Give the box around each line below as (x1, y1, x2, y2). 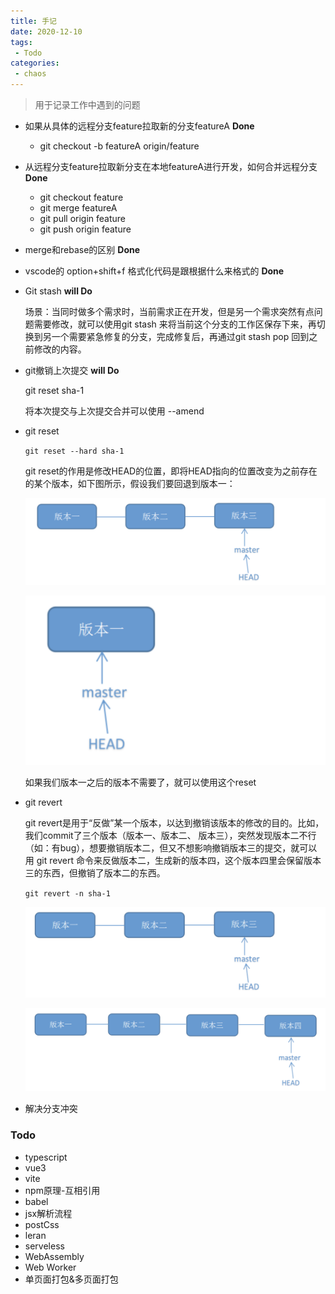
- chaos (14, 69, 47, 79)
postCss (24, 1218, 60, 1230)
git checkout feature (39, 191, 124, 203)
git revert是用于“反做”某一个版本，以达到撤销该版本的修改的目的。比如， (24, 817, 325, 829)
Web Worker (24, 1261, 77, 1273)
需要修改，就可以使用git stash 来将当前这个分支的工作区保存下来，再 (33, 318, 317, 330)
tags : (10, 37, 33, 47)
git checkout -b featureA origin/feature (39, 140, 200, 152)
